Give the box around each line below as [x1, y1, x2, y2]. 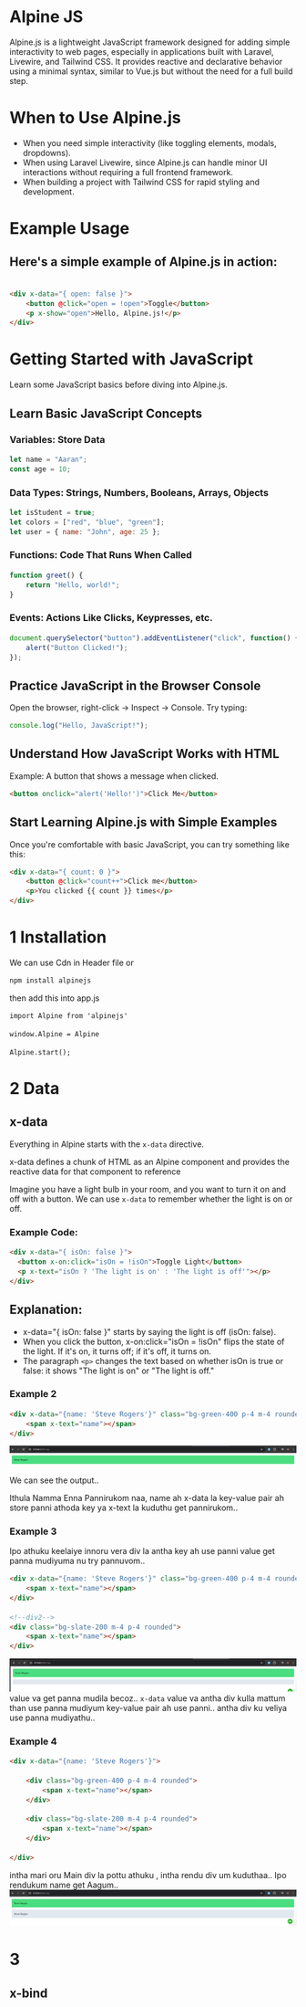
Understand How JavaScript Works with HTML [9, 746, 280, 762]
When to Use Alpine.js [9, 108, 181, 129]
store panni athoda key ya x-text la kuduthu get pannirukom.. [9, 1502, 239, 1513]
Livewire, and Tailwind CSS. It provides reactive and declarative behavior [9, 56, 283, 67]
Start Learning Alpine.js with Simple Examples [9, 814, 278, 830]
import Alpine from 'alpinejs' [9, 1011, 128, 1020]
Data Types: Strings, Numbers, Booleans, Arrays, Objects [9, 486, 269, 499]
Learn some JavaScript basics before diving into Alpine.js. [9, 379, 228, 390]
